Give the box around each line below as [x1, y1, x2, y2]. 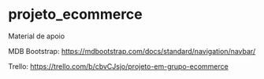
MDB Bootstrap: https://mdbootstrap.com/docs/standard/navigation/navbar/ [8, 46, 256, 56]
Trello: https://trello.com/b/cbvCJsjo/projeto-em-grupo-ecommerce [8, 61, 229, 71]
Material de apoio [8, 31, 65, 41]
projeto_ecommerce [8, 5, 143, 23]
